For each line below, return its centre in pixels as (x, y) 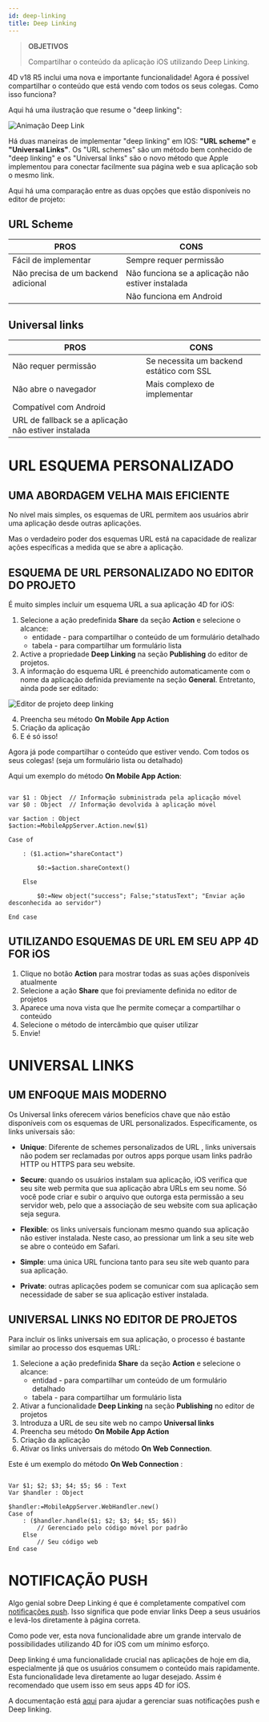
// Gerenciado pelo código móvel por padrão (112, 1528)
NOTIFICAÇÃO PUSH (78, 1580)
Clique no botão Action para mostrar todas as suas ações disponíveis (135, 973)
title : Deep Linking (43, 23)
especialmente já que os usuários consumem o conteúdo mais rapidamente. (134, 1668)
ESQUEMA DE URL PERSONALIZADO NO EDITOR (131, 573)
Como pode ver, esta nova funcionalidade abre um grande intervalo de (125, 1635)
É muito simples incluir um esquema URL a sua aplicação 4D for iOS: (121, 604)
